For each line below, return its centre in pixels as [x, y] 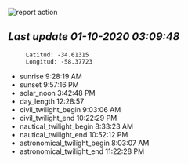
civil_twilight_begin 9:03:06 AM [70, 109]
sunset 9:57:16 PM [49, 84]
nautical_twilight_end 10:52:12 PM [74, 134]
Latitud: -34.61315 [57, 55]
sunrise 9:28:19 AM [51, 76]
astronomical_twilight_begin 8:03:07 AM [84, 143]
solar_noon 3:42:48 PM [57, 93]
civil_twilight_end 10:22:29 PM [68, 118]
